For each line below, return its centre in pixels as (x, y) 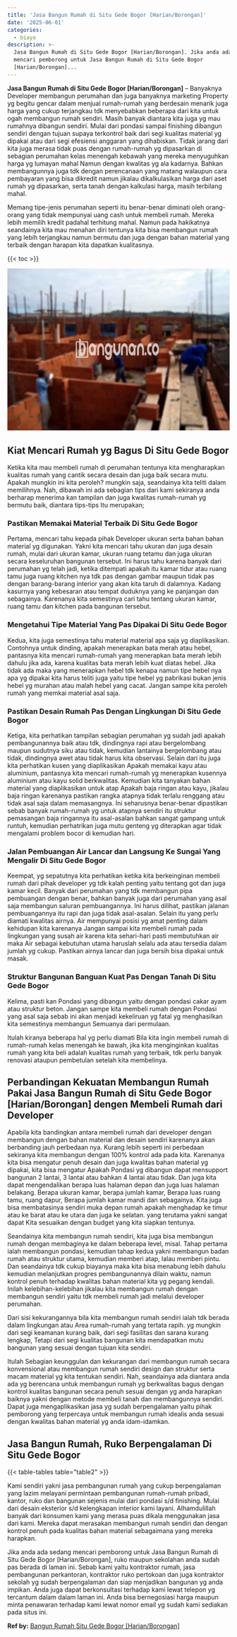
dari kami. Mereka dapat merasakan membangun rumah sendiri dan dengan (117, 1523)
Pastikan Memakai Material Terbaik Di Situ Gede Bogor (103, 524)
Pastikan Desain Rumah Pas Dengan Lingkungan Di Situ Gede (114, 711)
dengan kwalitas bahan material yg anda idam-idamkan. (89, 1422)
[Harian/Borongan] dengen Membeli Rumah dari (115, 1104)
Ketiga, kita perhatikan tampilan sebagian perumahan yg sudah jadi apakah (116, 735)
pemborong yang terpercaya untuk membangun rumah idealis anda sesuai (116, 1414)
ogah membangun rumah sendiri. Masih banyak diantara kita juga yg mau (114, 118)
